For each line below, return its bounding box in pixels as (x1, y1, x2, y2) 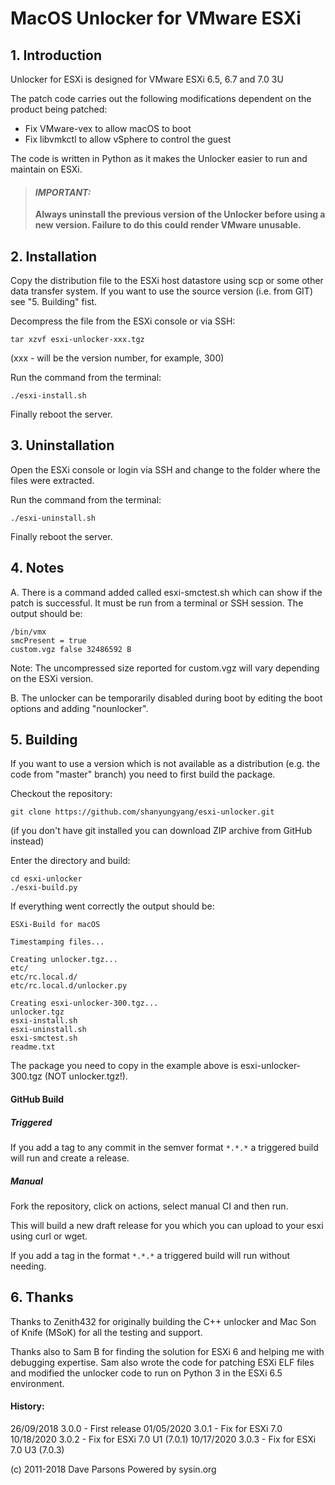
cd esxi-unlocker (10, 874, 83, 884)
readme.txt (10, 1042, 56, 1052)
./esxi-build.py (10, 883, 78, 893)
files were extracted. (10, 474, 95, 486)
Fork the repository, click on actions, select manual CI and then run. (10, 1200, 289, 1212)
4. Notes (10, 560, 65, 577)
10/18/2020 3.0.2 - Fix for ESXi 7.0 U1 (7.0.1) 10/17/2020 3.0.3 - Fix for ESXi (10, 1433, 317, 1445)
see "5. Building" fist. (10, 296, 98, 308)
